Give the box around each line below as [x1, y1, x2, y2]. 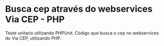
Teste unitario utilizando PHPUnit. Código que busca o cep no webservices [5, 30, 159, 36]
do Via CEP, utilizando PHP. [5, 35, 62, 41]
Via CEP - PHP [5, 14, 65, 25]
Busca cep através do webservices [5, 3, 153, 15]
